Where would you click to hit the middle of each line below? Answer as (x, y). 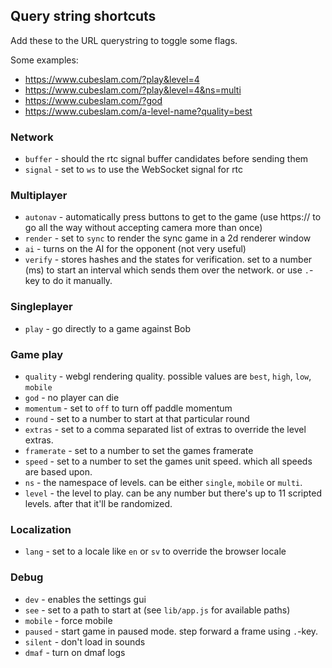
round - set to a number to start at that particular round (137, 418)
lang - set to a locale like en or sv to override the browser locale (155, 551)
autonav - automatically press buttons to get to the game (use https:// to (173, 217)
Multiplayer (39, 196)
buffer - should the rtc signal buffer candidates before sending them (166, 159)
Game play (37, 354)
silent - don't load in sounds (85, 641)
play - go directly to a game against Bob (108, 328)
